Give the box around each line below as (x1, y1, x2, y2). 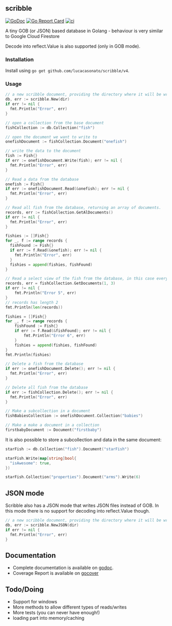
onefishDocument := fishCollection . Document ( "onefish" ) (5, 139, 127, 144)
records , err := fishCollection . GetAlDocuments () (5, 210, 114, 215)
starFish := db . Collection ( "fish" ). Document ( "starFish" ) (5, 446, 130, 452)
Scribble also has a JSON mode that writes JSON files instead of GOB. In (5, 502, 159, 508)
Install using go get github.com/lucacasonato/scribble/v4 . (5, 68, 130, 74)
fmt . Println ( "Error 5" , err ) (14, 290, 77, 296)
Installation (5, 56, 34, 63)
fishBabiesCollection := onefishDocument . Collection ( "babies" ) (5, 413, 143, 419)
